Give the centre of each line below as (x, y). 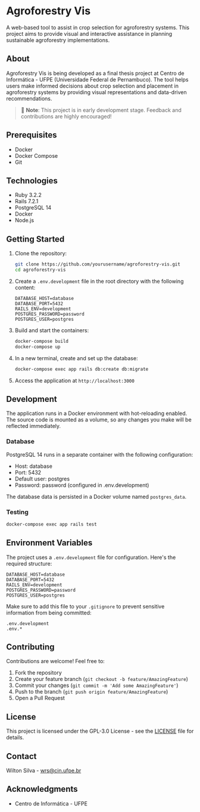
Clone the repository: (41, 254)
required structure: (29, 563)
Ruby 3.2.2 (28, 195)
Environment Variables (49, 543)
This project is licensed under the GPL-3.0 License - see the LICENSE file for (100, 731)
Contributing (30, 647)
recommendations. (29, 98)
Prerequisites (32, 135)
